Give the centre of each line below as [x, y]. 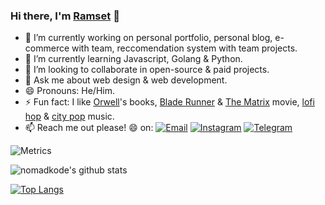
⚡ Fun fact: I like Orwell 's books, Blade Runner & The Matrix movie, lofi [169, 102]
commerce [47, 48]
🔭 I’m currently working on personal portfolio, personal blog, [148, 38]
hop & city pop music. [69, 116]
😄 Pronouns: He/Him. [69, 91]
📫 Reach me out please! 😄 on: [89, 128]
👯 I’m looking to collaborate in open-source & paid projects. [147, 70]
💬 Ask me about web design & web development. [126, 80]
